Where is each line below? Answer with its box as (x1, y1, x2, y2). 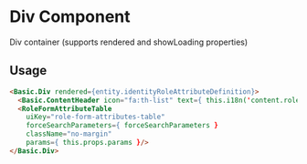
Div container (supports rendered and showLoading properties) (9, 36, 249, 47)
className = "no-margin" (26, 129, 112, 138)
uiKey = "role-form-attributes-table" (26, 112, 166, 122)
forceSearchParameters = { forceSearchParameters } (26, 121, 219, 130)
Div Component (9, 6, 131, 27)
